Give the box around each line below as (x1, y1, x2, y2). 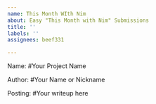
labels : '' (7, 30, 39, 37)
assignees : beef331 (7, 37, 65, 44)
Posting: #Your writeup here (7, 89, 89, 98)
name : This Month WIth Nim (7, 10, 86, 18)
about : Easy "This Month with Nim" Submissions (7, 17, 150, 24)
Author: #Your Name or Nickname (7, 75, 105, 84)
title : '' (7, 23, 37, 30)
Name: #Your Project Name (7, 62, 86, 70)
